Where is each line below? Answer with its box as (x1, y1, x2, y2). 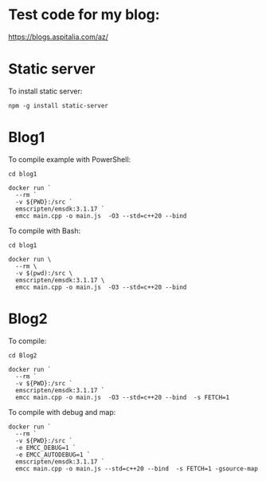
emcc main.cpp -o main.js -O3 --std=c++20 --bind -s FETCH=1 (15, 393, 229, 401)
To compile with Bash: (8, 226, 81, 235)
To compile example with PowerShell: (8, 154, 131, 164)
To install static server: (8, 86, 83, 96)
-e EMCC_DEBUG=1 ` (15, 444, 77, 451)
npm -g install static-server (8, 101, 109, 109)
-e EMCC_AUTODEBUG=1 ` (15, 451, 91, 459)
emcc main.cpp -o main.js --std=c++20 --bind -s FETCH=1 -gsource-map (15, 464, 259, 472)
